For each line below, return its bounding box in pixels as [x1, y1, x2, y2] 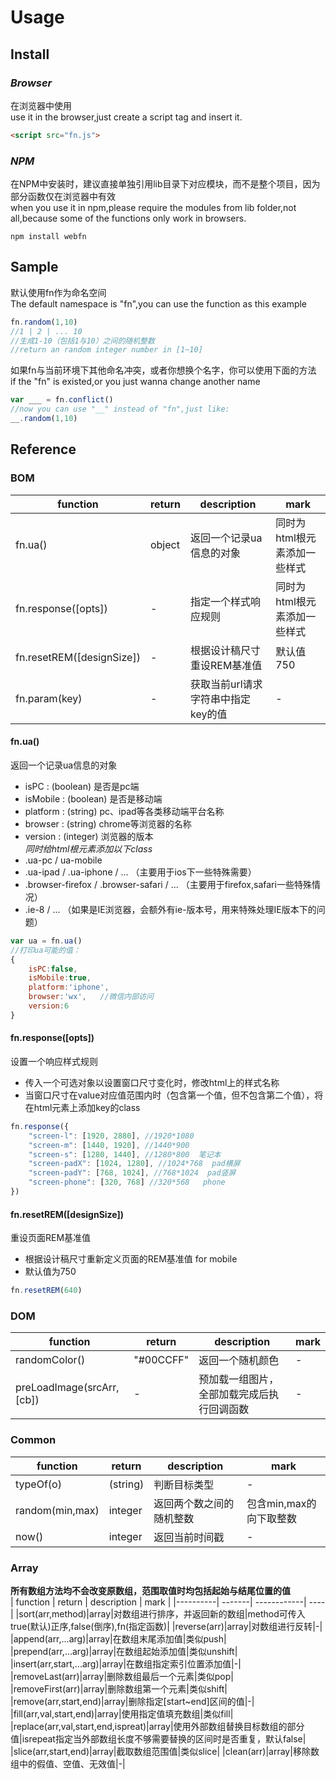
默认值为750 [24, 1266, 77, 1278]
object [149, 537, 180, 551]
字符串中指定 [190, 692, 252, 706]
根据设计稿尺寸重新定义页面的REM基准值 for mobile [24, 1253, 238, 1265]
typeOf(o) [15, 1477, 62, 1491]
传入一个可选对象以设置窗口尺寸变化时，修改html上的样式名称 [24, 1076, 280, 1088]
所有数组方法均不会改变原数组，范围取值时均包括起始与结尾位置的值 [10, 1584, 291, 1596]
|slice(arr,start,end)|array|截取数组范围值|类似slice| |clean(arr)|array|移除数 [10, 1745, 320, 1757]
